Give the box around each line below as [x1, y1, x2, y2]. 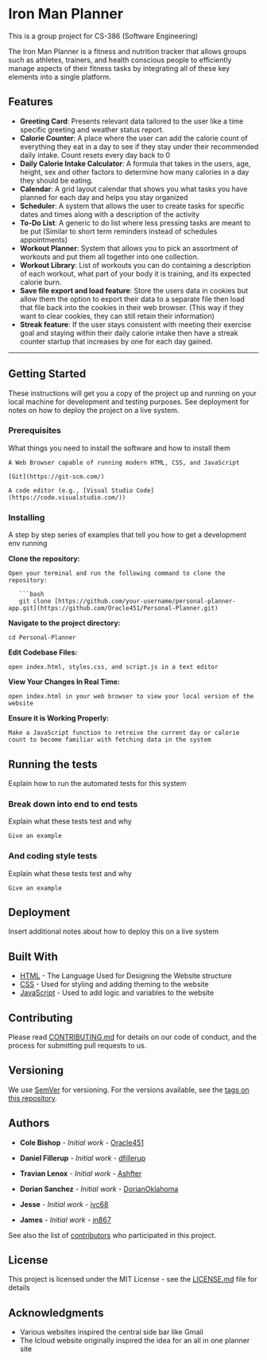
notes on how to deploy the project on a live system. [8, 405, 180, 415]
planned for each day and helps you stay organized [19, 192, 188, 202]
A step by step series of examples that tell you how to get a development [8, 530, 247, 540]
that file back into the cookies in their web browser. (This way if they [19, 302, 244, 312]
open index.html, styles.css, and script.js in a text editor [8, 663, 219, 671]
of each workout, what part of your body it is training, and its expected [19, 269, 251, 278]
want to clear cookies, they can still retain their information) [19, 311, 215, 320]
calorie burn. [19, 277, 62, 287]
